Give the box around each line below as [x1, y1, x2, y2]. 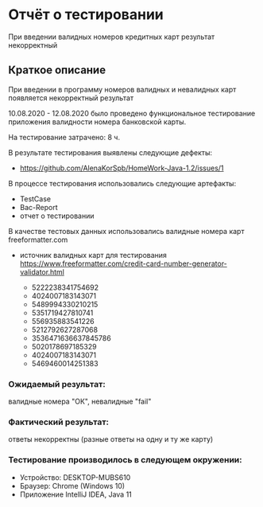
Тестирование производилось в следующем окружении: [8, 454, 242, 466]
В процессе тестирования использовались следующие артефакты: [8, 178, 237, 188]
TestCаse [19, 193, 52, 204]
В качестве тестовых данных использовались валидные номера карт [8, 226, 245, 236]
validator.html [19, 267, 65, 276]
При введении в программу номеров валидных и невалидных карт [8, 84, 237, 94]
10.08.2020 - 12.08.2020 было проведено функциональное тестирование [8, 108, 256, 118]
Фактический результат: [8, 416, 110, 427]
